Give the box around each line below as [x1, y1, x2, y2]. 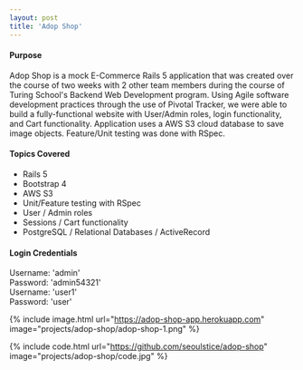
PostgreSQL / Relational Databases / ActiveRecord [22, 226, 211, 237]
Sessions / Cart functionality [22, 217, 128, 228]
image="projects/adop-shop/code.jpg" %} [9, 351, 168, 362]
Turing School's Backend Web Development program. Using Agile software [9, 89, 289, 100]
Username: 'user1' [9, 287, 78, 297]
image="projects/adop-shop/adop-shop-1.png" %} [9, 324, 201, 335]
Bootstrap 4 [22, 178, 67, 189]
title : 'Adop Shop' [9, 22, 83, 31]
